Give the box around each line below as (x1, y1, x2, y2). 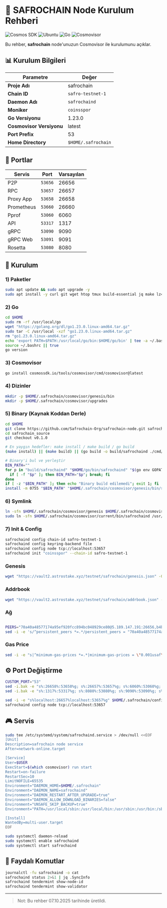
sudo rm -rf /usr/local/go (5, 319, 61, 325)
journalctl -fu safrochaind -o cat (5, 870, 79, 875)
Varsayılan (58, 171, 84, 178)
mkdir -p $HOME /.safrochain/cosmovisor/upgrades (5, 398, 108, 403)
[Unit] (5, 737, 19, 742)
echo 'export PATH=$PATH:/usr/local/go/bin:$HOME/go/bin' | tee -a (5, 338, 148, 343)
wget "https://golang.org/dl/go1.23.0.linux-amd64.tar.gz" (5, 324, 130, 329)
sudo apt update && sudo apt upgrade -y (5, 287, 90, 293)
